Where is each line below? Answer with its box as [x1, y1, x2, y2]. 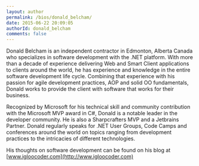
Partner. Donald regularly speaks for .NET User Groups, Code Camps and [6, 122, 187, 130]
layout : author [6, 8, 44, 15]
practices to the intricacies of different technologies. [6, 135, 136, 142]
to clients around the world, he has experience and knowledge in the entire [6, 66, 191, 73]
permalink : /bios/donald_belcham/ [6, 14, 93, 20]
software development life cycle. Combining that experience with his [6, 73, 175, 80]
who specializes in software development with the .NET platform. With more [6, 54, 193, 61]
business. [6, 92, 30, 99]
